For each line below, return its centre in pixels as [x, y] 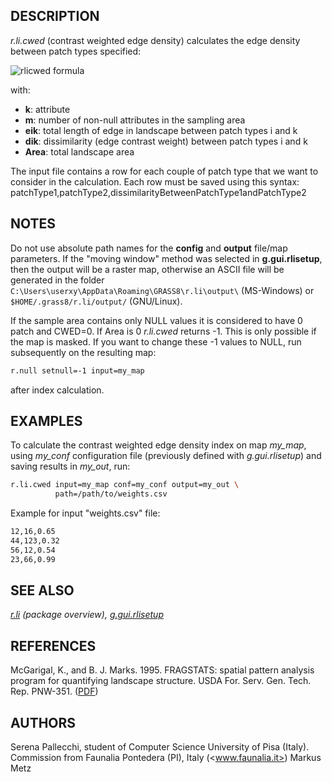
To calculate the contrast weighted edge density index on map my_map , [158, 445]
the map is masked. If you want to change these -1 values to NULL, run [156, 341]
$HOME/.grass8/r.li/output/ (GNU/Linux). [96, 301]
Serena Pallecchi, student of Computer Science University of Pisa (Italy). [160, 747]
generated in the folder [57, 280]
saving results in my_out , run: [70, 466]
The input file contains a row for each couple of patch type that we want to [164, 171]
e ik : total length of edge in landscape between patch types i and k [161, 130]
